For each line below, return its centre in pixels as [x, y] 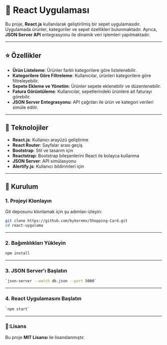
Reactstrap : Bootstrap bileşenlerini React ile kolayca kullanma [76, 156]
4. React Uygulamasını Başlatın [43, 299]
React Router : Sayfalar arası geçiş [47, 145]
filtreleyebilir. [25, 81]
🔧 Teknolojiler [27, 128]
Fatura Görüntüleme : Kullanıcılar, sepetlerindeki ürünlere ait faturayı [82, 91]
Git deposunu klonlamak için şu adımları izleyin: [54, 212]
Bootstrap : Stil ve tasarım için [43, 150]
